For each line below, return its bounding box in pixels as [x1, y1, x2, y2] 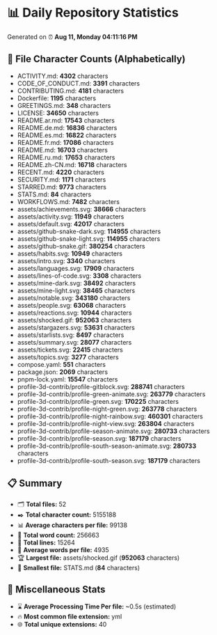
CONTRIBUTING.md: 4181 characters [17, 86, 124, 95]
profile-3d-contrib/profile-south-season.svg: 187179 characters [17, 456, 200, 464]
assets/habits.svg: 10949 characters [17, 249, 123, 258]
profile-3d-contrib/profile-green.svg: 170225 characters [17, 397, 179, 405]
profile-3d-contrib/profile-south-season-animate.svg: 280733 [17, 441, 197, 450]
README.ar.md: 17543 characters [17, 116, 115, 125]
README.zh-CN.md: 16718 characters [17, 160, 127, 168]
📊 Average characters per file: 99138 [17, 521, 127, 529]
